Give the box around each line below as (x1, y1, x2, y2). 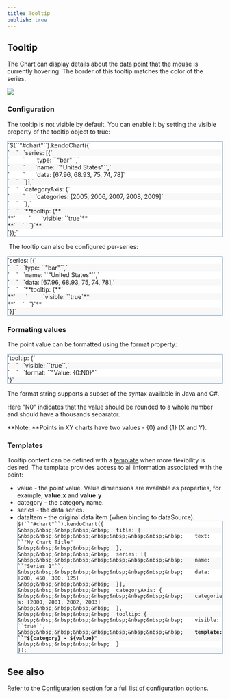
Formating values (7, 324, 66, 334)
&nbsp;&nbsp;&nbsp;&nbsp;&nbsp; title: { (17, 527, 141, 534)
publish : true (7, 16, 48, 23)
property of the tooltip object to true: (7, 128, 111, 136)
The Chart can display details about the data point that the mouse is (7, 60, 199, 69)
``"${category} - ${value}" (17, 635, 98, 642)
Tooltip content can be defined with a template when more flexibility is (7, 456, 205, 464)
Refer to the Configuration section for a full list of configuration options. (7, 684, 209, 693)
